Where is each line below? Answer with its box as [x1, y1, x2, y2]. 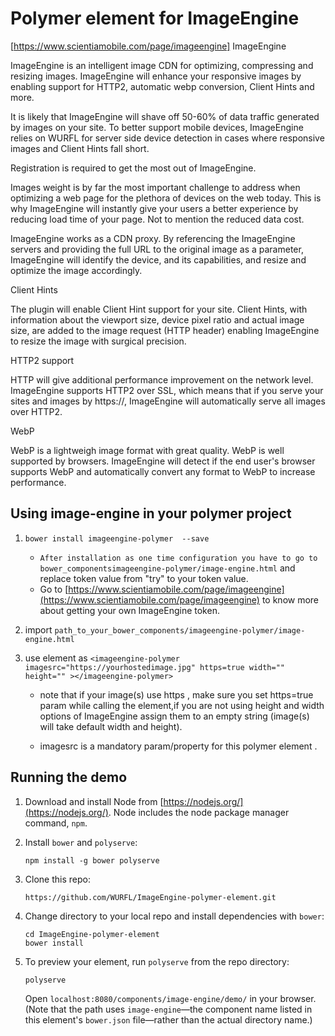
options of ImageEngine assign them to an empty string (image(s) [39, 710, 310, 722]
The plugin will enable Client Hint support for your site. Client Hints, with [10, 303, 308, 315]
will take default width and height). [39, 720, 183, 732]
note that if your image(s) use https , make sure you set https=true [39, 688, 314, 701]
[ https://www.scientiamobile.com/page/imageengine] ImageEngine [10, 40, 287, 52]
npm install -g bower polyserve [24, 855, 160, 866]
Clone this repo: [24, 873, 91, 885]
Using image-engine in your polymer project [10, 505, 292, 522]
